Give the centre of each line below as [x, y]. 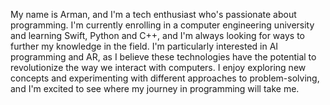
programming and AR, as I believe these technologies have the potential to [163, 57]
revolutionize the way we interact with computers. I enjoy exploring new [158, 67]
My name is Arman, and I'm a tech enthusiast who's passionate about [153, 14]
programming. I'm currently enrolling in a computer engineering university [162, 25]
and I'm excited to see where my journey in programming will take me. [155, 88]
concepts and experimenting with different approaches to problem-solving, [165, 78]
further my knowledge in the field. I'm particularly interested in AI [144, 46]
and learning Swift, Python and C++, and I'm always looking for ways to [157, 35]
